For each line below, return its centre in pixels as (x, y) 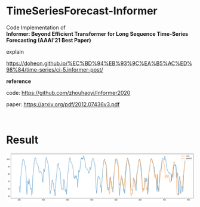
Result (22, 140)
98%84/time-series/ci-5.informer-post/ (55, 69)
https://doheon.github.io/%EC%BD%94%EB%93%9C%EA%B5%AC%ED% (99, 63)
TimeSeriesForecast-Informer (82, 11)
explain (15, 51)
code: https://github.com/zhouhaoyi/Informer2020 (68, 92)
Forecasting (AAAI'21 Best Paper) (49, 40)
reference (19, 81)
